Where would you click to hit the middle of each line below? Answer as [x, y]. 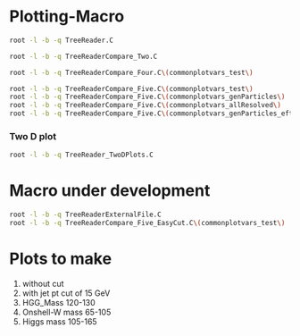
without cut [43, 283]
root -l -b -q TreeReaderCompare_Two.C [83, 56]
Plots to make [61, 259]
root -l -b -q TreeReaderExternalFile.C [86, 215]
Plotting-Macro [67, 17]
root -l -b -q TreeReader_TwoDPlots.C [81, 155]
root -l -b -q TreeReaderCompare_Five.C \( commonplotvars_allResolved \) [145, 105]
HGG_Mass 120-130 [58, 302]
